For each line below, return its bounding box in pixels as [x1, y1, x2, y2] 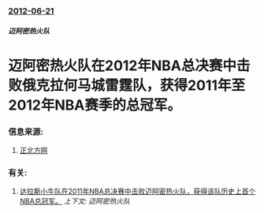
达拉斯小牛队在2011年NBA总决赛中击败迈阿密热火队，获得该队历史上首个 [19, 187, 256, 196]
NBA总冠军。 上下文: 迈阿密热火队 [19, 196, 131, 206]
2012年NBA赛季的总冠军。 [8, 96, 181, 114]
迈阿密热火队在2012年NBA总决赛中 [8, 57, 236, 74]
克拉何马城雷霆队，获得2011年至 [35, 77, 246, 94]
